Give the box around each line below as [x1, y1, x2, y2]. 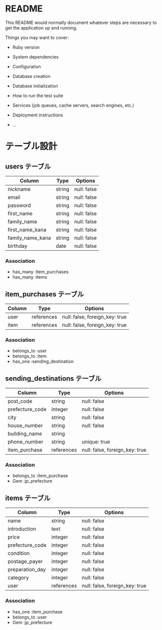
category [7, 574, 29, 581]
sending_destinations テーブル [5, 374, 101, 383]
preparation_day [7, 566, 46, 573]
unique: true [81, 438, 110, 445]
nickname [7, 185, 31, 192]
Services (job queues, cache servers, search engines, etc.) [12, 102, 134, 108]
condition [7, 550, 30, 557]
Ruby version [12, 44, 40, 50]
